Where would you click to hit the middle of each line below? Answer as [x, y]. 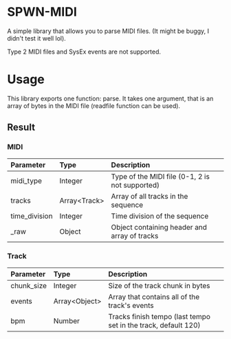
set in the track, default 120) [154, 325]
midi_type [26, 181]
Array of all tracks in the [150, 196]
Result [21, 128]
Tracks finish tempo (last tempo [159, 316]
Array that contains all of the [154, 296]
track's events [131, 305]
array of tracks [135, 236]
